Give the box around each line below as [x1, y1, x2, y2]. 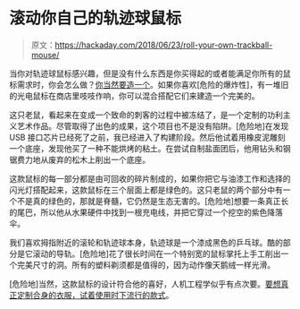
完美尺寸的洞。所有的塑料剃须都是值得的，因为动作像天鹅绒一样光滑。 [16, 259, 275, 270]
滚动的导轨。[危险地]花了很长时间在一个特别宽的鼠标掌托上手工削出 [32, 248, 281, 259]
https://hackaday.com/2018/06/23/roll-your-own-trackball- [54, 39, 273, 50]
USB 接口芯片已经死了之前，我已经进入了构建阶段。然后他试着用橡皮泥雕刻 [9, 132, 286, 142]
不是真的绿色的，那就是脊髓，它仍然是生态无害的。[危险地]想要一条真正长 [16, 195, 289, 206]
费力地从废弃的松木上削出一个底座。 [16, 154, 150, 165]
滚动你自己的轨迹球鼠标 [9, 8, 182, 29]
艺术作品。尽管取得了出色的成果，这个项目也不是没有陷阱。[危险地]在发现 [16, 120, 289, 131]
